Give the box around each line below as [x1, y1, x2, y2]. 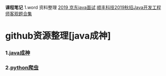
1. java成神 [5, 49, 30, 56]
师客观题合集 [5, 11, 32, 17]
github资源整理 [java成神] [5, 30, 111, 42]
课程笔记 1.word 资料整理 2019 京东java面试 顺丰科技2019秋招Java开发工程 [5, 5, 161, 10]
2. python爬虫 [5, 64, 39, 71]
